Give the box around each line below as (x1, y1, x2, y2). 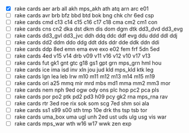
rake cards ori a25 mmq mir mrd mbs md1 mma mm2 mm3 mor (14, 79, 171, 86)
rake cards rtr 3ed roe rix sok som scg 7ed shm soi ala (14, 99, 150, 107)
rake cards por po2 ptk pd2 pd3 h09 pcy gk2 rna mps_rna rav (14, 93, 168, 100)
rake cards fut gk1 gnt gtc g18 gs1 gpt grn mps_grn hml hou (14, 59, 162, 66)
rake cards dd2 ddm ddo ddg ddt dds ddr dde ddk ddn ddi (14, 39, 160, 46)
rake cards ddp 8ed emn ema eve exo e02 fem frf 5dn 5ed (14, 46, 160, 53)
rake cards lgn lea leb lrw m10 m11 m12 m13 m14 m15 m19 (14, 72, 155, 80)
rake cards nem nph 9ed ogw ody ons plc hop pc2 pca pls (14, 86, 160, 93)
